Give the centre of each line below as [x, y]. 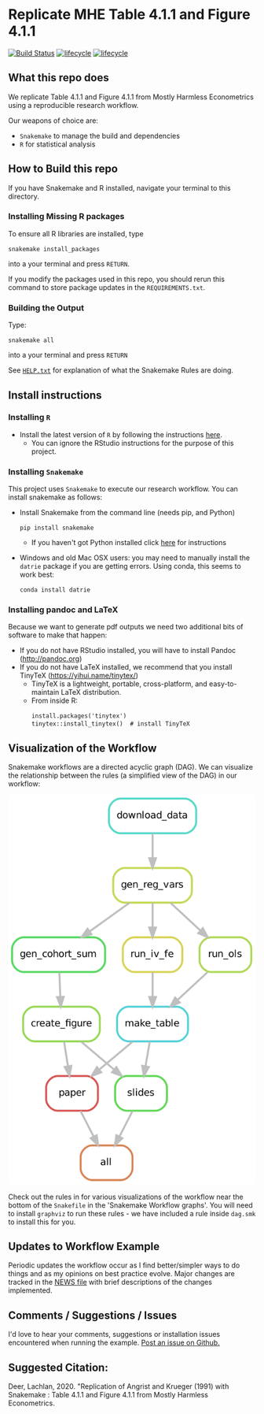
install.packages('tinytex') [79, 716]
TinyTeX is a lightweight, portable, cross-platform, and [119, 684]
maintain [45, 692]
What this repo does [59, 78]
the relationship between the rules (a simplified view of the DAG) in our [123, 776]
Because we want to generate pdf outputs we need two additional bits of [126, 627]
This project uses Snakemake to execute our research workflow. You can [123, 489]
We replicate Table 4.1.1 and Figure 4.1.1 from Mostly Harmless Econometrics [131, 97]
